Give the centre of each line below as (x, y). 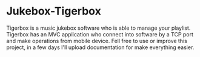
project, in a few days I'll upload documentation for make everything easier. (100, 47)
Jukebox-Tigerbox (54, 11)
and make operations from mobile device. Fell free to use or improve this (97, 41)
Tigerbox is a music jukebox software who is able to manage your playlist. (98, 28)
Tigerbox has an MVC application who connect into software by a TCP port (100, 34)
